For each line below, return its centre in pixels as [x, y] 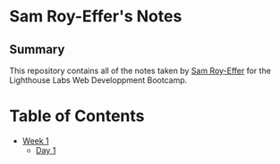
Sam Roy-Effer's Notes [96, 16]
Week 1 [35, 141]
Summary [37, 49]
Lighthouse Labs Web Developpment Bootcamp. [98, 80]
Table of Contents [77, 116]
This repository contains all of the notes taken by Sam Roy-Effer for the [140, 70]
